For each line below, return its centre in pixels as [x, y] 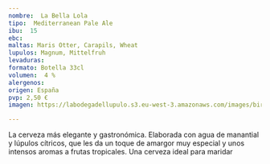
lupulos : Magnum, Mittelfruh [57, 53]
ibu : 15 [23, 30]
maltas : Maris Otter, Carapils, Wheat [73, 46]
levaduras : [27, 61]
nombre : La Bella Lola [48, 16]
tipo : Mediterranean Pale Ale [61, 23]
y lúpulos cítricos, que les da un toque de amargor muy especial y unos [127, 143]
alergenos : [27, 82]
